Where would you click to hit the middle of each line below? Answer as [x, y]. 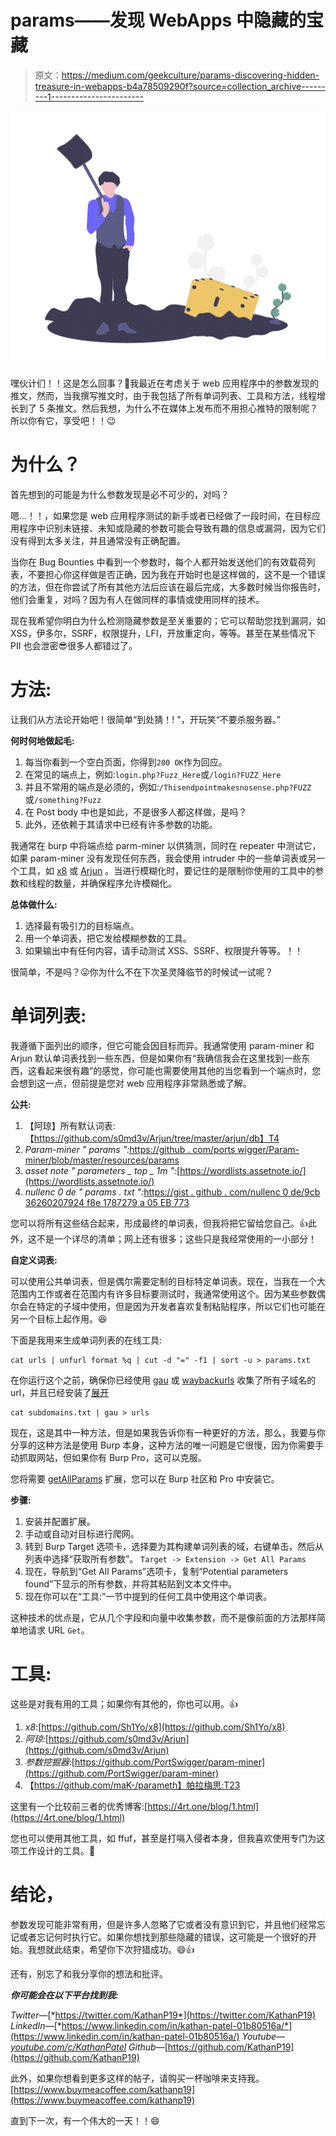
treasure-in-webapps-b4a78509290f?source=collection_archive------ [180, 86]
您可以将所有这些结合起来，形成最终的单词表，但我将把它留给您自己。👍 [159, 1223]
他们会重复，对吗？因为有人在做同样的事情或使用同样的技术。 [137, 599]
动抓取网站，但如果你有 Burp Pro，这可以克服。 [108, 1457]
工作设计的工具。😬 [57, 1850]
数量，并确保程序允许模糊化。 [115, 883]
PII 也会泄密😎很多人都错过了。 [74, 645]
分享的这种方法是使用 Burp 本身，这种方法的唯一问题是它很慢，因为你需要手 [167, 1445]
